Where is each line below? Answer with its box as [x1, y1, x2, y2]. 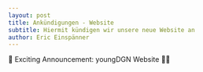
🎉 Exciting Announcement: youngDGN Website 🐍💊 [8, 55, 171, 64]
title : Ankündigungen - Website [8, 19, 114, 27]
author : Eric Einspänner [8, 33, 90, 41]
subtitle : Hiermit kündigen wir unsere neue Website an [8, 26, 195, 34]
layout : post [8, 11, 51, 20]
